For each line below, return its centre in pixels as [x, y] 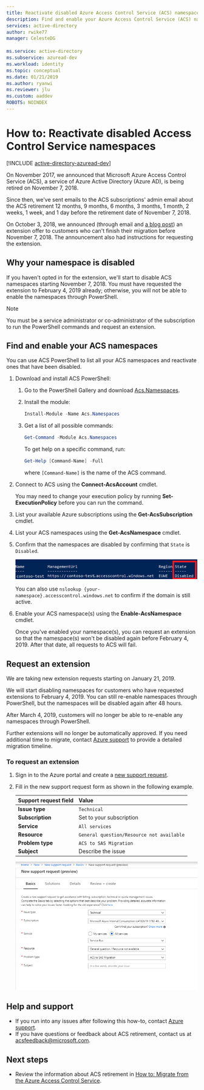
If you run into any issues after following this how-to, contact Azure [99, 1021]
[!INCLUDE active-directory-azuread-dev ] [59, 163]
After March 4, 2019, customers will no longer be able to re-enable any [95, 715]
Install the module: [47, 402]
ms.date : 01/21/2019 [32, 77]
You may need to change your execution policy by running [88, 496]
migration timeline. [29, 746]
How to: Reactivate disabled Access [99, 133]
